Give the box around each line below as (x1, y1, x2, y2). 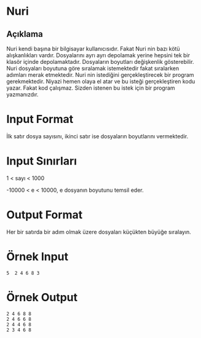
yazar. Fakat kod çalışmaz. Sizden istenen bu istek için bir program (6, 84, 175, 92)
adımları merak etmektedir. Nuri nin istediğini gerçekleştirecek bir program (6, 71, 195, 78)
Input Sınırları (6, 154, 77, 168)
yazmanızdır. (6, 91, 39, 98)
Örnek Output (6, 290, 78, 304)
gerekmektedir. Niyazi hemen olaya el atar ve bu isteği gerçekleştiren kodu (6, 78, 195, 85)
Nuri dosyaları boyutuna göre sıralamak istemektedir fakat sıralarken (6, 65, 179, 72)
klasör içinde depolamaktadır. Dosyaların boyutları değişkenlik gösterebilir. (6, 58, 195, 65)
